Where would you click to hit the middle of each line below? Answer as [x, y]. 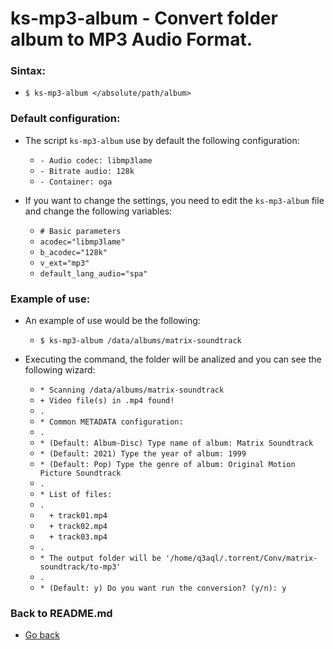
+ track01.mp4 [78, 516]
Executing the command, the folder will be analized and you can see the [173, 359]
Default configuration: [65, 119]
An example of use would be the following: [112, 321]
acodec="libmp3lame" [82, 242]
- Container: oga [76, 182]
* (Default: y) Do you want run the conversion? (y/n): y [163, 588]
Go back [42, 635]
